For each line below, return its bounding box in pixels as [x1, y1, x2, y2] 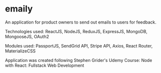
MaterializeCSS [5, 48, 36, 54]
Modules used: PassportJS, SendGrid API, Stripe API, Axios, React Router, [5, 43, 153, 49]
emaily [5, 3, 33, 14]
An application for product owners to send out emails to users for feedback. [5, 19, 157, 25]
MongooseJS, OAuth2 [5, 34, 49, 39]
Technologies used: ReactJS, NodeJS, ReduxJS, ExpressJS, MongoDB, [5, 28, 148, 34]
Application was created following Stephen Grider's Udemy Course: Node [5, 57, 152, 63]
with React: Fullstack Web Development [5, 62, 84, 68]
